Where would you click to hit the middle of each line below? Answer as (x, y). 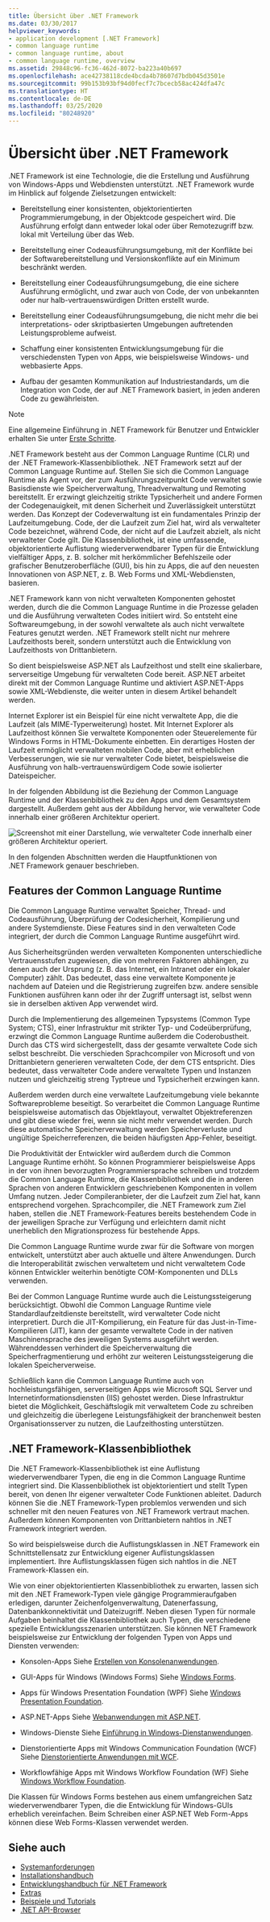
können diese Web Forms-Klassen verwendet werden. (99, 1822)
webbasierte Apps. (51, 365)
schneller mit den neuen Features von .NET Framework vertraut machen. (129, 1511)
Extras (31, 1893)
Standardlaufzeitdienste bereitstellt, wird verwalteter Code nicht (114, 1313)
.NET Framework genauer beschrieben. (74, 865)
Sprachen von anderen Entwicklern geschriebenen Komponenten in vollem (133, 1188)
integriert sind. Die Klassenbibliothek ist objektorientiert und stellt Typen (128, 1485)
